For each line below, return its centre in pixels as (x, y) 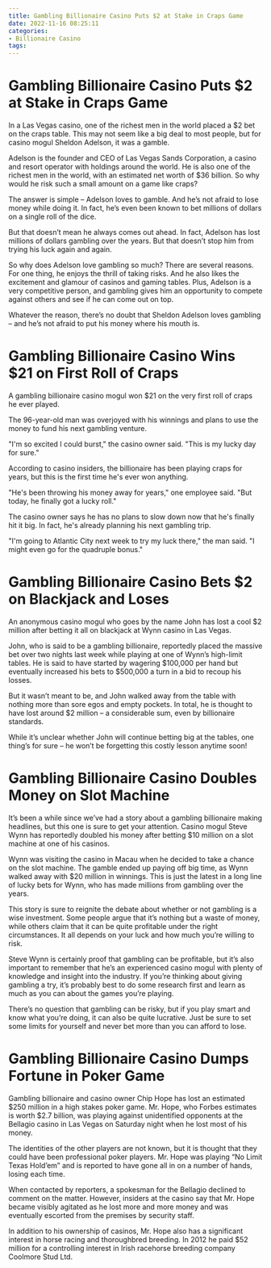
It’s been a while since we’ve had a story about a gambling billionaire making (135, 818)
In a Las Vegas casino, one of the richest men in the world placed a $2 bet (132, 125)
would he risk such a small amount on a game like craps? (103, 184)
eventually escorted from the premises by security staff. (102, 1215)
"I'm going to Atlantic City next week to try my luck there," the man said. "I (132, 541)
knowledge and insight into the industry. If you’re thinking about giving (125, 976)
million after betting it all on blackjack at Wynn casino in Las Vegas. (120, 630)
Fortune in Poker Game (87, 1076)
